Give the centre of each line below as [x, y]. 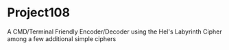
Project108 [39, 13]
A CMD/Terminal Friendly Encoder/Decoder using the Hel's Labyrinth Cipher [114, 32]
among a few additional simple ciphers [62, 38]
